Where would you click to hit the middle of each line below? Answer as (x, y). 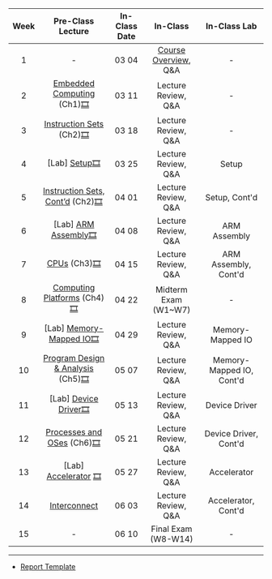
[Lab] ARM (74, 224)
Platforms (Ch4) (74, 298)
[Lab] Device (74, 398)
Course (172, 50)
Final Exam (172, 529)
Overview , (172, 60)
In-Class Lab (232, 26)
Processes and (74, 431)
